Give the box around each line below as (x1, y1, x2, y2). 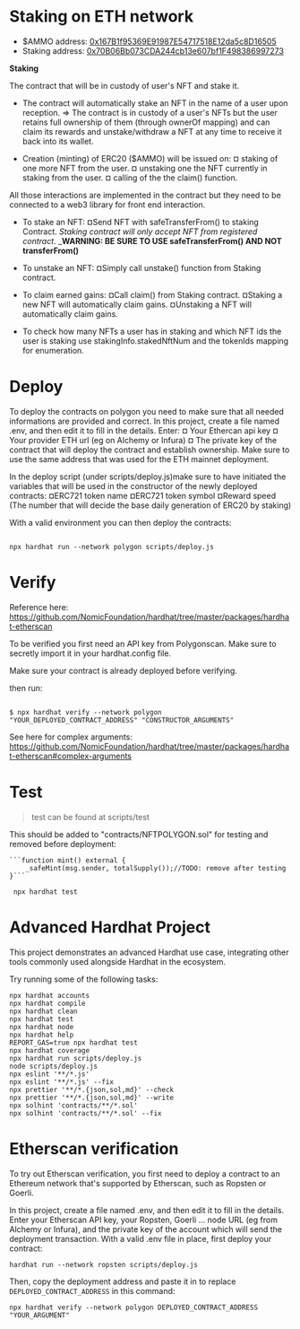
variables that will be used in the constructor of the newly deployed (9, 480, 258, 491)
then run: (9, 682, 43, 693)
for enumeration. (21, 345, 85, 355)
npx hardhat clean (9, 1007, 78, 1016)
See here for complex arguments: (9, 731, 133, 742)
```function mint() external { (9, 855, 126, 865)
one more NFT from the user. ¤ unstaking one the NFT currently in (21, 162, 268, 173)
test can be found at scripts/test (30, 811, 150, 822)
